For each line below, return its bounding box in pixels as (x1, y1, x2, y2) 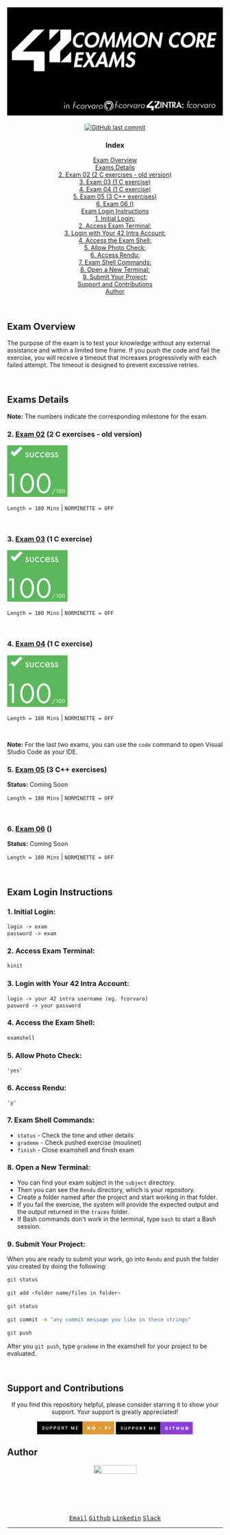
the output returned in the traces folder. (16, 1207, 130, 1215)
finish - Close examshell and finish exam (16, 1145, 135, 1154)
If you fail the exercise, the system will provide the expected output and (16, 1200, 219, 1209)
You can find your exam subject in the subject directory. (16, 1178, 176, 1187)
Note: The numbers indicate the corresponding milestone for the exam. (7, 412, 209, 421)
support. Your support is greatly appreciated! (51, 1408, 179, 1416)
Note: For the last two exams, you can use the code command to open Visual (7, 740, 223, 748)
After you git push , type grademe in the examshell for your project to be (7, 1342, 207, 1350)
